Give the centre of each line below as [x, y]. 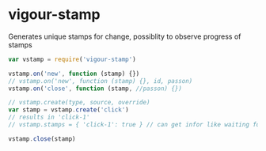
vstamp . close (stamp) [42, 139]
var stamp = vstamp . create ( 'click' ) [68, 110]
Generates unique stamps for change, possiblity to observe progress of [125, 36]
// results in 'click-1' [49, 117]
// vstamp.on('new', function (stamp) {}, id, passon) [101, 81]
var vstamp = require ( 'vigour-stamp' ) [72, 59]
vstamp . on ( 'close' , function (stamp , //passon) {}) [95, 89]
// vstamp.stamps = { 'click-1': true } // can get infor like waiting [129, 125]
